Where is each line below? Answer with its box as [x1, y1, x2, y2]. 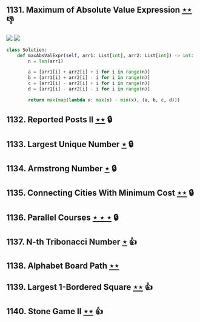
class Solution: [6, 47, 47, 53]
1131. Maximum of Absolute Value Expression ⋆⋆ [6, 5, 192, 15]
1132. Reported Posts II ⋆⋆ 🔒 [6, 115, 113, 125]
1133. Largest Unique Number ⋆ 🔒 [6, 139, 134, 149]
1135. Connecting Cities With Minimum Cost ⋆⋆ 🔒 [6, 188, 194, 198]
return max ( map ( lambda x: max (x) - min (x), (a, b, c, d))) [28, 97, 181, 103]
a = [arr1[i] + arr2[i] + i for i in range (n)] [28, 69, 150, 75]
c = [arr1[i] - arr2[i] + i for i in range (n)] [28, 80, 150, 87]
